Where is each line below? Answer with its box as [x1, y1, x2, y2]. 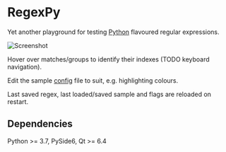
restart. [7, 97, 29, 106]
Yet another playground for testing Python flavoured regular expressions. [7, 28, 220, 36]
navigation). [7, 62, 42, 71]
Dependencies [7, 118, 73, 130]
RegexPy [7, 4, 61, 21]
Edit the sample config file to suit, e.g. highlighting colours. [7, 76, 179, 85]
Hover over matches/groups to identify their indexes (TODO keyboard [7, 54, 210, 64]
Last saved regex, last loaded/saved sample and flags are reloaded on [7, 90, 212, 98]
